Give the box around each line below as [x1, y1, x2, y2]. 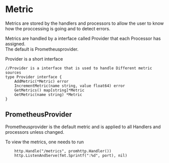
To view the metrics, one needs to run [5, 139, 84, 145]
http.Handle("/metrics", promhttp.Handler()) [14, 148, 112, 153]
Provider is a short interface [5, 56, 63, 62]
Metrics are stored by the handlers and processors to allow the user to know [5, 20, 164, 26]
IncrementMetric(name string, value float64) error [14, 83, 125, 88]
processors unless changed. [5, 129, 65, 135]
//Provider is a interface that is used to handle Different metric [5, 66, 152, 71]
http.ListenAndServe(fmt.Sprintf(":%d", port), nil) [14, 153, 128, 158]
